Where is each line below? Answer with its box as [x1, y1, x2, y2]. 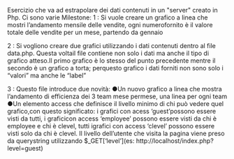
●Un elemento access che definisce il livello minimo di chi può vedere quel [7, 100, 224, 107]
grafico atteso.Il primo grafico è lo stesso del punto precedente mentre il [7, 56, 216, 65]
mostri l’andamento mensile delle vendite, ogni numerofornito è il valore [7, 21, 213, 29]
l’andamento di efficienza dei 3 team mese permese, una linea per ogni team [7, 92, 228, 100]
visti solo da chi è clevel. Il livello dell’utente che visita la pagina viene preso [7, 129, 225, 137]
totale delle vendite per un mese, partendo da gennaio [7, 28, 163, 36]
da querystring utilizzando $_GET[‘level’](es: [7, 137, 135, 145]
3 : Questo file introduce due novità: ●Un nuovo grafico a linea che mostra [7, 85, 222, 93]
